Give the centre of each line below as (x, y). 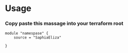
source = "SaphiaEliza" (38, 38)
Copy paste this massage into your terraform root (64, 24)
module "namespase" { (27, 33)
